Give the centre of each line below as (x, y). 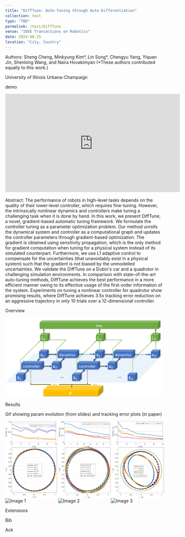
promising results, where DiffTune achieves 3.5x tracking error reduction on (83, 295)
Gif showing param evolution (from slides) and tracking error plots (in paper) (84, 414)
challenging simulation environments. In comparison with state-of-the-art (81, 274)
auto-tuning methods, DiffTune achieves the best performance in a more (80, 279)
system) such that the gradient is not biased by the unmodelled (70, 264)
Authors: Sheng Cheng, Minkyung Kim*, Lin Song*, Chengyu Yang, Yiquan (81, 57)
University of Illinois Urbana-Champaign (46, 77)
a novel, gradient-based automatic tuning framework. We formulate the (78, 221)
